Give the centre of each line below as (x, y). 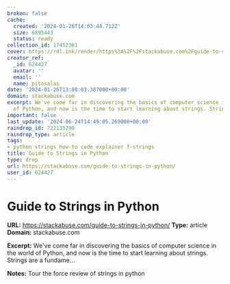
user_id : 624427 (30, 172)
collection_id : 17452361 (42, 45)
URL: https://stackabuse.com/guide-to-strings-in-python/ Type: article (107, 225)
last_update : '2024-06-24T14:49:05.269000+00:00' (79, 121)
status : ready (33, 39)
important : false (32, 115)
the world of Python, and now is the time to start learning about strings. (108, 253)
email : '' (27, 77)
